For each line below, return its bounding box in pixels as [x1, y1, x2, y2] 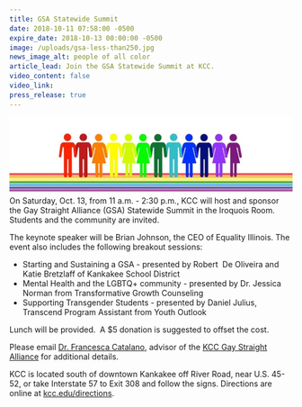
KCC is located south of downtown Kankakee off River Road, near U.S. [9, 368, 270, 379]
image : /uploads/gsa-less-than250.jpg [9, 43, 155, 52]
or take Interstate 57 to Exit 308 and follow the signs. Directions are [22, 378, 272, 389]
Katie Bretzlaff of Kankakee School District [22, 268, 181, 279]
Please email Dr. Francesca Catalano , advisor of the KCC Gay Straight [9, 341, 268, 352]
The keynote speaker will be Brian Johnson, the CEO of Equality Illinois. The [9, 231, 290, 242]
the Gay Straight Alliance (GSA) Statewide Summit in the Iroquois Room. [9, 204, 276, 215]
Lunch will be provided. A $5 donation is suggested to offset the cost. [9, 324, 270, 335]
